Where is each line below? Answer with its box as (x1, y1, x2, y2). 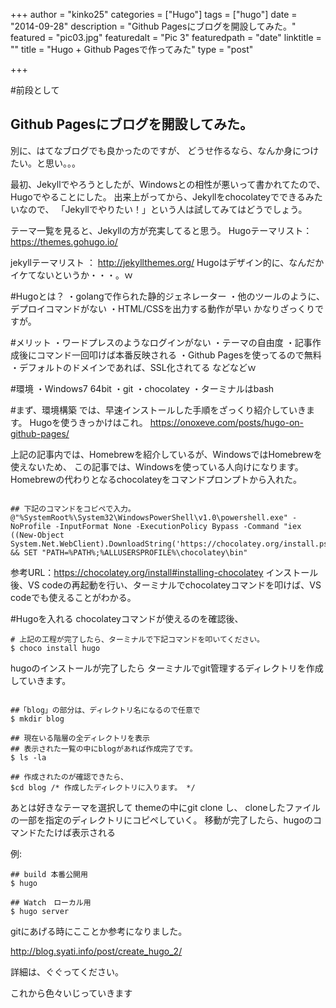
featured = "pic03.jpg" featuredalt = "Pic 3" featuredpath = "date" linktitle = (10, 32, 322, 43)
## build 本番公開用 (10, 869, 88, 879)
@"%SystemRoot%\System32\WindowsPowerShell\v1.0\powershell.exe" (10, 512, 288, 523)
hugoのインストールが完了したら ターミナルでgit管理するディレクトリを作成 (10, 662, 324, 674)
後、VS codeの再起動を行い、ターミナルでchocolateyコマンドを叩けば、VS (10, 579, 322, 591)
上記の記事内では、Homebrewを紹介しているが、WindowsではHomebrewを (10, 448, 323, 460)
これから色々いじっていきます (10, 987, 133, 999)
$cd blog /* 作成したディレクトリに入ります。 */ (10, 782, 196, 793)
